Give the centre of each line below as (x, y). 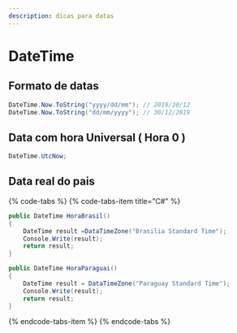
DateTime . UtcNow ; (38, 156)
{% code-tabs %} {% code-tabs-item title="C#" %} (95, 201)
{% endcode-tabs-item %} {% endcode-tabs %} (90, 322)
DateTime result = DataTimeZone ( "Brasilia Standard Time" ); (125, 231)
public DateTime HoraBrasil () (60, 216)
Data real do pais (52, 182)
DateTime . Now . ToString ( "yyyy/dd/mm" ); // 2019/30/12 (99, 105)
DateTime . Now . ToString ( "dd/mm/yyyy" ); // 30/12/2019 (99, 112)
